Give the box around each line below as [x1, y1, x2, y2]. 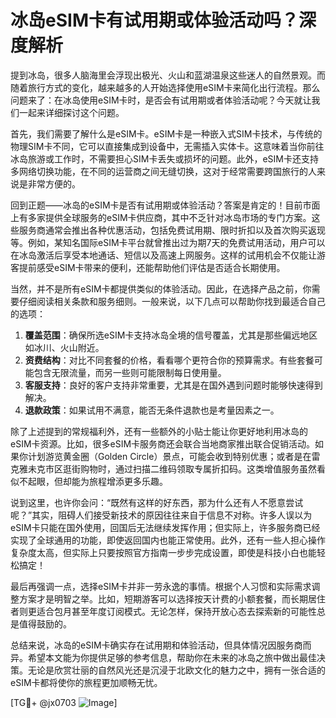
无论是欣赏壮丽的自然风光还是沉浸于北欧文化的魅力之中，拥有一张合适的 [27, 664, 326, 676]
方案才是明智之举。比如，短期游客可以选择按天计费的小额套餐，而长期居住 [18, 592, 326, 605]
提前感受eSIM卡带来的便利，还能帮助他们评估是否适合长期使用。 [18, 261, 286, 273]
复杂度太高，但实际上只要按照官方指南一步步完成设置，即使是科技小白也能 [10, 546, 317, 558]
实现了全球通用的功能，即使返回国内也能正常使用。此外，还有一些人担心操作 [10, 534, 326, 546]
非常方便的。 [27, 177, 81, 190]
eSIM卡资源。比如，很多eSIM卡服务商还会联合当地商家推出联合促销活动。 [10, 437, 316, 450]
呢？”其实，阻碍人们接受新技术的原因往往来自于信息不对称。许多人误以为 [10, 509, 313, 521]
